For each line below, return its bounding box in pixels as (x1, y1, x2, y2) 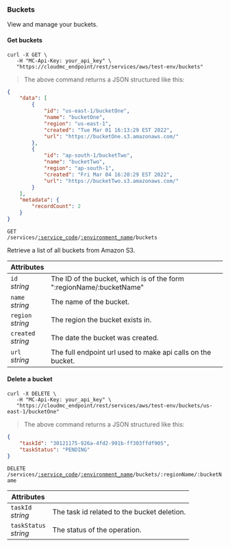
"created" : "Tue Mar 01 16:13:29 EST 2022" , (43, 127, 173, 133)
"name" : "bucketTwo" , (43, 159, 106, 166)
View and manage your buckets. (7, 21, 98, 29)
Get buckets (7, 36, 43, 44)
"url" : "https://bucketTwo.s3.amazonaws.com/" (43, 177, 179, 184)
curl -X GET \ (7, 51, 48, 58)
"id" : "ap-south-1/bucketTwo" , (43, 152, 133, 159)
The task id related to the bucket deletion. (52, 507, 186, 516)
